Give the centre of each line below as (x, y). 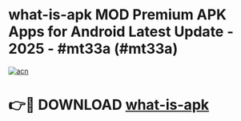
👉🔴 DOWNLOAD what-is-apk (109, 105)
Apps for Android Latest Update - (121, 32)
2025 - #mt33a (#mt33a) (93, 49)
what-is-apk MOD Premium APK (117, 15)
